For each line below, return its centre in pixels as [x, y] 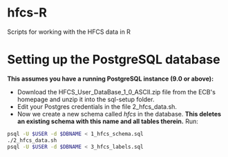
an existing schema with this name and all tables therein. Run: [107, 121]
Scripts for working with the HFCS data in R [69, 32]
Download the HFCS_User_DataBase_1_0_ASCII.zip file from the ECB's [116, 92]
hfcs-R [27, 13]
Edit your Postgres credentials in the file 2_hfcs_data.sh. [97, 106]
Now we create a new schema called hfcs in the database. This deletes [119, 114]
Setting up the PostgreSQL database [114, 60]
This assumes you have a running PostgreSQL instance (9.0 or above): [111, 78]
